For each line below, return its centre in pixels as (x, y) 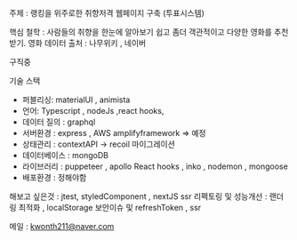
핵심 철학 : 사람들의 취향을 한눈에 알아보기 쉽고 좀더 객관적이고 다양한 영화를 (141, 32)
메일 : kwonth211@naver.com (62, 226)
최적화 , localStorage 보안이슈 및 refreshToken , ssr (110, 208)
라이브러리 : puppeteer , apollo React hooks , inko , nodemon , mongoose (155, 166)
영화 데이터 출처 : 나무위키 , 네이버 (87, 43)
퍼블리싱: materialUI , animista (76, 100)
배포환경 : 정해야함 (54, 177)
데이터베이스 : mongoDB (65, 155)
